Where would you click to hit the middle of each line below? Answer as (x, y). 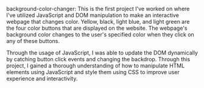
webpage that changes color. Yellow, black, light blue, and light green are (98, 22)
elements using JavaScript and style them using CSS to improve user (93, 72)
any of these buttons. (33, 41)
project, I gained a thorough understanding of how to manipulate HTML (96, 66)
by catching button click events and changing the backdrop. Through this (98, 59)
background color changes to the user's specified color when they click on (100, 35)
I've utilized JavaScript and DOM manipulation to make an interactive (93, 15)
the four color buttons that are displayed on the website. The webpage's (97, 28)
